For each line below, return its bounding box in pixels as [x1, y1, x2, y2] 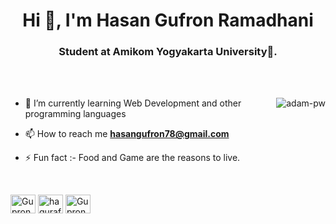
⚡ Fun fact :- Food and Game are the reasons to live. [24, 152, 241, 164]
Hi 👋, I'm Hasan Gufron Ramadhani [22, 9, 314, 32]
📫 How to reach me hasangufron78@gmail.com [24, 128, 230, 140]
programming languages [24, 108, 127, 120]
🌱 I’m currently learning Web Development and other [24, 97, 242, 109]
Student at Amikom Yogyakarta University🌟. [58, 45, 278, 59]
